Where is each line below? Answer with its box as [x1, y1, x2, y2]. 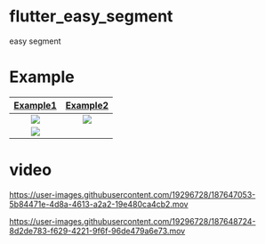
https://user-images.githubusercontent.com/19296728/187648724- [9, 216, 256, 226]
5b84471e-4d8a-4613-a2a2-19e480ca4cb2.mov [9, 199, 189, 209]
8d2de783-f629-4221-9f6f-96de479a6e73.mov [9, 225, 186, 236]
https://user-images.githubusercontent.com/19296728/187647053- [9, 189, 256, 199]
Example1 [13, 99, 58, 111]
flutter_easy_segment [9, 6, 173, 27]
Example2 [65, 99, 109, 111]
